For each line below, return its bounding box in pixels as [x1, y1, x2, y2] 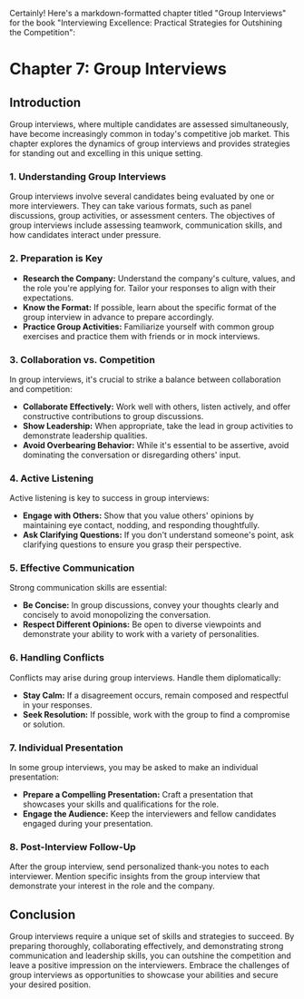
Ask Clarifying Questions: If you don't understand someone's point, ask [22, 530, 295, 541]
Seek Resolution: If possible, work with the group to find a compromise [22, 709, 290, 720]
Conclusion [9, 906, 76, 922]
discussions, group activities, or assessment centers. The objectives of [9, 211, 275, 221]
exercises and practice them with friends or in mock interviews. [22, 330, 260, 341]
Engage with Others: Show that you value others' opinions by [22, 510, 254, 521]
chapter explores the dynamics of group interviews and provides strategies [9, 138, 290, 149]
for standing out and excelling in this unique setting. [9, 148, 203, 158]
